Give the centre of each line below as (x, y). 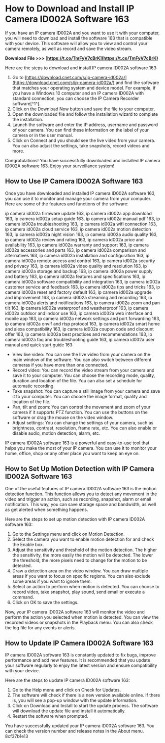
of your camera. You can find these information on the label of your (81, 130)
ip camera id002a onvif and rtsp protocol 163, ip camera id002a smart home (82, 324)
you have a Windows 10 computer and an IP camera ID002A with (78, 93)
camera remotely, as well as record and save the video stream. (69, 48)
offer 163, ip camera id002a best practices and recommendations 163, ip (79, 334)
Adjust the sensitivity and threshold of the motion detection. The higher (84, 550)
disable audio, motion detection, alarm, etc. (56, 433)
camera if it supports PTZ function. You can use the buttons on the (80, 412)
